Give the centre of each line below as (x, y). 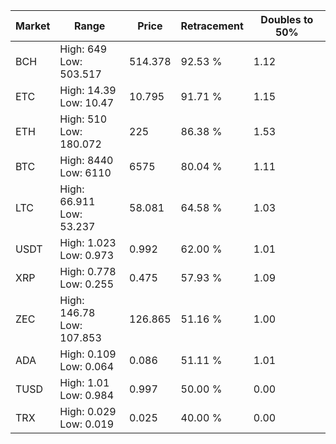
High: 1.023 (88, 242)
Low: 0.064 (87, 366)
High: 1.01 (84, 382)
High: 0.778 (88, 271)
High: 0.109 (88, 354)
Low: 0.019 (87, 424)
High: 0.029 (88, 411)
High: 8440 (86, 160)
